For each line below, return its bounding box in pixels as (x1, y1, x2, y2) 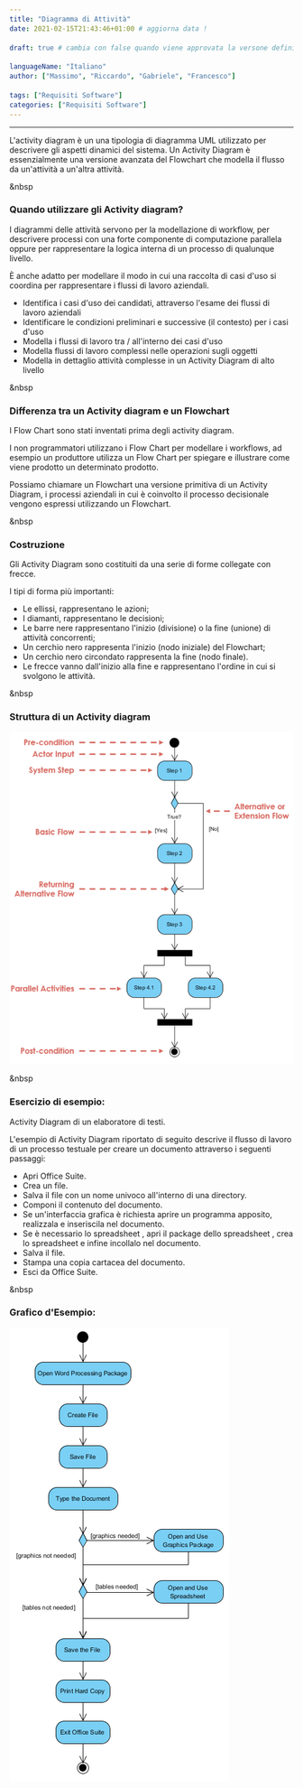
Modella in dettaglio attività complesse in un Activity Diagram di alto (22, 355, 275, 366)
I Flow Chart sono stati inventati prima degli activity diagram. (9, 425, 234, 436)
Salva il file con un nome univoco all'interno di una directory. (22, 1189, 248, 1200)
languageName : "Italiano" (9, 62, 106, 71)
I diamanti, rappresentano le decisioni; (22, 613, 165, 624)
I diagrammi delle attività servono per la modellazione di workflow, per (9, 224, 271, 235)
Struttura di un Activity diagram (9, 711, 151, 723)
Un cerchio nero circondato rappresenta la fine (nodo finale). (22, 651, 249, 663)
